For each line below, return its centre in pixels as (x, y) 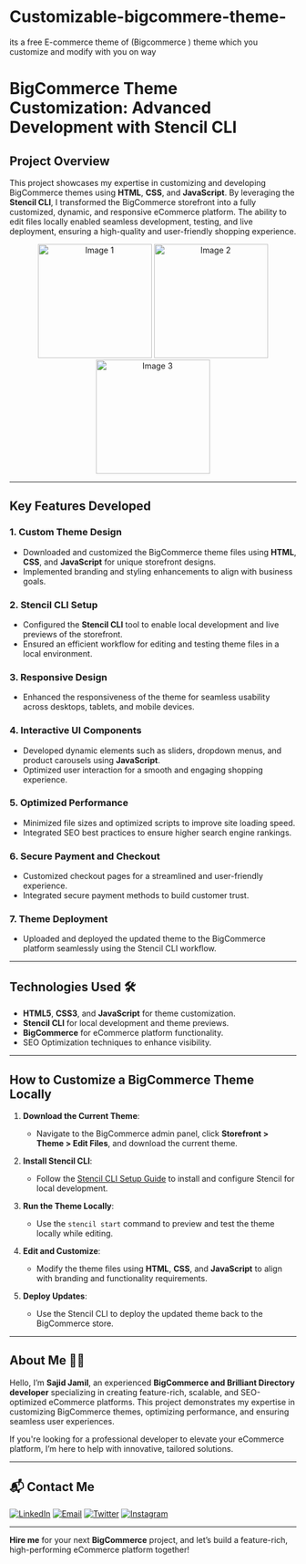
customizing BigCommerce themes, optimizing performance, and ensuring (149, 1412)
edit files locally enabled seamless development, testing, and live (131, 222)
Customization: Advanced (111, 108)
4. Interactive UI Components (76, 730)
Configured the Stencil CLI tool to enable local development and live (151, 624)
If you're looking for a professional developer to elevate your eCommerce (147, 1439)
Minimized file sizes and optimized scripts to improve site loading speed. (159, 823)
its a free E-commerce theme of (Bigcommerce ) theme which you (133, 42)
